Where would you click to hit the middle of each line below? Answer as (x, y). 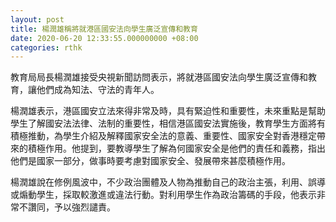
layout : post (37, 19)
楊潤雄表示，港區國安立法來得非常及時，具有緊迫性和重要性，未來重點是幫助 (168, 111)
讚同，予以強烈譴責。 (71, 207)
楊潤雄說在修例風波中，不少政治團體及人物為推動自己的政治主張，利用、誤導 (168, 182)
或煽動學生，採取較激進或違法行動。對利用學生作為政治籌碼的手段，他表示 (163, 195)
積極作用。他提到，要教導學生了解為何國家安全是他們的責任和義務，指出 (176, 148)
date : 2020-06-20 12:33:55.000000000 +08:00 (104, 38)
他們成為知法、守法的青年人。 (98, 90)
